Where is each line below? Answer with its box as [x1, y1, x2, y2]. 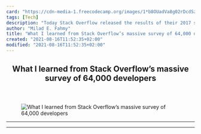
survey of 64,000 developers [44, 73, 157, 83]
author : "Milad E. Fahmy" [6, 25, 71, 32]
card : [6, 8, 20, 15]
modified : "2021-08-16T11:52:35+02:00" [6, 42, 106, 48]
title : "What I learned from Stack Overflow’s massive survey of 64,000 [6, 31, 191, 37]
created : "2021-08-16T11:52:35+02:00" [6, 36, 103, 42]
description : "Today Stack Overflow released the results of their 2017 [6, 20, 191, 26]
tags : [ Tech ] [6, 14, 39, 20]
